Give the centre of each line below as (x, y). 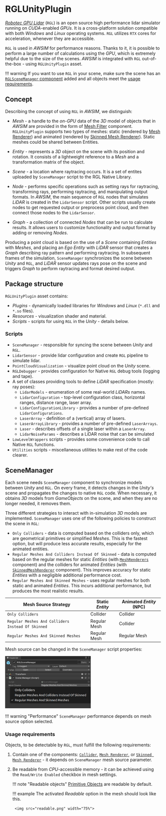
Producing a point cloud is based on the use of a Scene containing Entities (81, 242)
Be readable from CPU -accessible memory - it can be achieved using (83, 770)
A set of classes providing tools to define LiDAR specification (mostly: (83, 381)
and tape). (23, 376)
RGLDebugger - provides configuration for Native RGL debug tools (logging (86, 371)
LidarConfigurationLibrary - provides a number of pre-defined (84, 408)
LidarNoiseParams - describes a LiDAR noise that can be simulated (87, 434)
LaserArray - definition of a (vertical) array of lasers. (73, 418)
